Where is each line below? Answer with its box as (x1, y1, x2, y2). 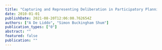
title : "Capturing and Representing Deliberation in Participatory (5, 7, 144, 12)
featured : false (5, 34, 38, 39)
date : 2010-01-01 (5, 11, 40, 16)
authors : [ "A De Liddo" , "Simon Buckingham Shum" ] (5, 20, 109, 25)
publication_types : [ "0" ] (5, 25, 57, 30)
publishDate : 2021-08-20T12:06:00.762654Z (5, 16, 92, 20)
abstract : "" (5, 29, 31, 34)
